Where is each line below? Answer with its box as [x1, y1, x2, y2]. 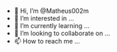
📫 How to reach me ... [13, 37, 80, 45]
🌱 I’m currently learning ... [13, 22, 90, 30]
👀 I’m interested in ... [13, 14, 74, 22]
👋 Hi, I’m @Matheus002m [13, 7, 89, 15]
